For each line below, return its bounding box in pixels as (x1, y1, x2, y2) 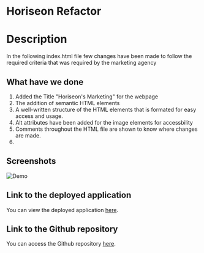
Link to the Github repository (6, 224, 118, 234)
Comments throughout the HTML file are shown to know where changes (15, 125, 198, 133)
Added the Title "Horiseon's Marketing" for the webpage (15, 93, 158, 100)
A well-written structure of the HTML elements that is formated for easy (15, 106, 197, 113)
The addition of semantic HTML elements (15, 99, 120, 106)
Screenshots (6, 156, 56, 166)
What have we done (6, 76, 84, 87)
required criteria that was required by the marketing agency (6, 59, 157, 67)
